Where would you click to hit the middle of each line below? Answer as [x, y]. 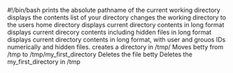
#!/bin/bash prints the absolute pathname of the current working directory [114, 10]
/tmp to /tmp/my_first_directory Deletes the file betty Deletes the [100, 54]
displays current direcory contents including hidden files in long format [110, 32]
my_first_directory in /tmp [44, 62]
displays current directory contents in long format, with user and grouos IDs [116, 40]
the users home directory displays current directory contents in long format [116, 25]
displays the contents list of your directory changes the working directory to [116, 17]
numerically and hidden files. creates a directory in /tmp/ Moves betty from [115, 47]
